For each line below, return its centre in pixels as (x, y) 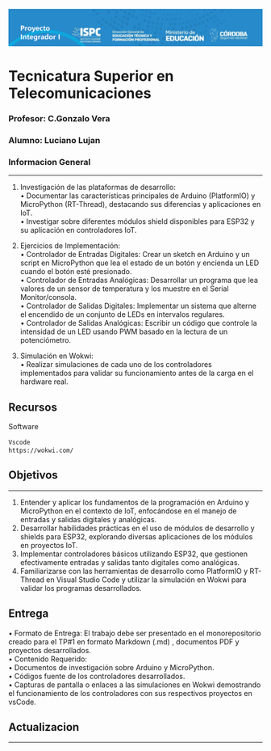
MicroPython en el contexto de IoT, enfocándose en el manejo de (128, 511)
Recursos (33, 407)
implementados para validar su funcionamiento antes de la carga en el (137, 373)
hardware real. (44, 382)
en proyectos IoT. (49, 545)
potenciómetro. (45, 340)
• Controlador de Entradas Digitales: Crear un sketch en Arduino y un (135, 255)
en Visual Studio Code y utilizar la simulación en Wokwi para (146, 580)
